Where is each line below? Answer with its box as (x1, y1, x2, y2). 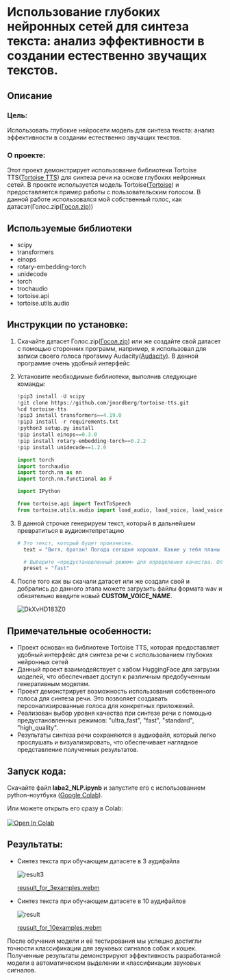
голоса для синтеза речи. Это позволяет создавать (16, 694, 168, 703)
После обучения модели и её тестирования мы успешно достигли (7, 937, 202, 945)
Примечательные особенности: (7, 625, 152, 637)
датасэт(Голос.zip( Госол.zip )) (7, 203, 94, 211)
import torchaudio (16, 463, 70, 470)
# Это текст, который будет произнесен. (16, 540, 134, 547)
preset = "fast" (23, 565, 70, 572)
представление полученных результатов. (16, 746, 139, 754)
